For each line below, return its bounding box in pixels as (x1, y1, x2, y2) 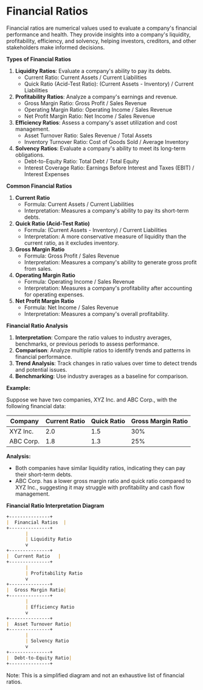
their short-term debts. (15, 471, 73, 478)
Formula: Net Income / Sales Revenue (24, 304, 119, 311)
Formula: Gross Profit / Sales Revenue (24, 252, 120, 259)
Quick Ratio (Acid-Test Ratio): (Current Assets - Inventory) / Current (24, 80, 194, 87)
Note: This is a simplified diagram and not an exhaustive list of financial (6, 671, 185, 678)
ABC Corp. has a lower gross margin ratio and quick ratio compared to (15, 477, 191, 484)
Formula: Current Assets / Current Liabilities (24, 200, 134, 208)
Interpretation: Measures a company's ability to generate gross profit (24, 258, 197, 265)
